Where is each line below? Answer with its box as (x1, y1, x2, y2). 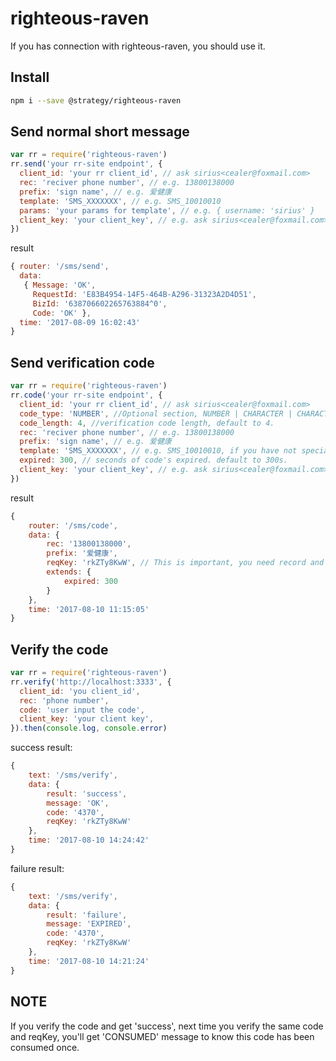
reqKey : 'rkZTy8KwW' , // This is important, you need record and (46, 558, 325, 568)
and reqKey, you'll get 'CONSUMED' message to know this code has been (10, 1030, 315, 1042)
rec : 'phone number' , (19, 695, 110, 706)
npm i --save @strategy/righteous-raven (10, 95, 182, 106)
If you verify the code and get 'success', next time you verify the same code (10, 1020, 324, 1032)
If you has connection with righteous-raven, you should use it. (10, 40, 266, 52)
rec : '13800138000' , (46, 539, 132, 549)
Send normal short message (10, 123, 190, 141)
